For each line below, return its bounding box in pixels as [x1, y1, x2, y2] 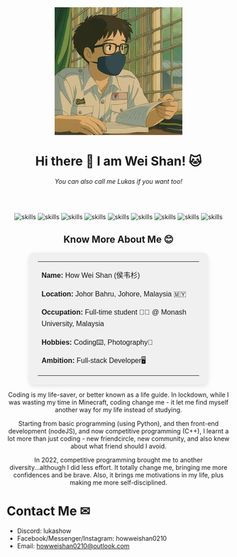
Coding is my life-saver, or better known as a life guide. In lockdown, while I [8, 390, 229, 399]
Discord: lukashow [16, 526, 72, 535]
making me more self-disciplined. [70, 478, 167, 487]
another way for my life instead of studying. [55, 405, 182, 414]
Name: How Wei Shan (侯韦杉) [41, 271, 140, 280]
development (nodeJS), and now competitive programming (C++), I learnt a [8, 426, 229, 435]
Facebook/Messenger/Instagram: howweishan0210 [16, 534, 167, 542]
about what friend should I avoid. [70, 441, 167, 450]
